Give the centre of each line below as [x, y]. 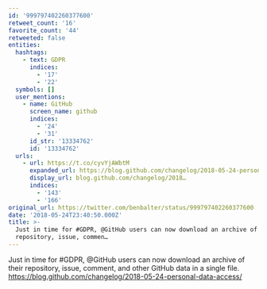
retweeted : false [37, 38]
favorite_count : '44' [44, 30]
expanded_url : [53, 171]
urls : [25, 156]
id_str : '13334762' [61, 141]
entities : [25, 45]
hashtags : [31, 52]
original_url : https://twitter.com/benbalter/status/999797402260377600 [131, 207]
